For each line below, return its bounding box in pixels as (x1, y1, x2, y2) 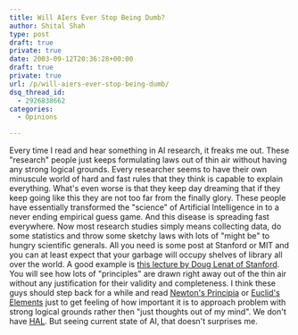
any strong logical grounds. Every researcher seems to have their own (9, 164, 268, 175)
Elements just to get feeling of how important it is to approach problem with (9, 297, 286, 308)
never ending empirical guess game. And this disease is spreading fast (9, 212, 269, 222)
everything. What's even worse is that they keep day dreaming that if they (9, 183, 281, 194)
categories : (9, 105, 54, 113)
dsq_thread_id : (9, 88, 66, 96)
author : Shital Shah (9, 21, 87, 30)
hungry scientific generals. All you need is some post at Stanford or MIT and (9, 240, 290, 251)
